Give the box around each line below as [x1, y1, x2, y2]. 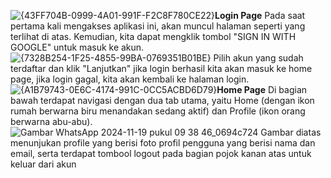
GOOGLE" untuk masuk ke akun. [10, 41, 145, 53]
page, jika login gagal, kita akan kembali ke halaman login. [10, 73, 250, 85]
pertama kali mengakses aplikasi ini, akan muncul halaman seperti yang [10, 20, 306, 32]
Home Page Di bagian [216, 84, 308, 95]
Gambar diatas [260, 126, 322, 138]
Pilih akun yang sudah [213, 52, 304, 64]
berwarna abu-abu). [10, 116, 93, 127]
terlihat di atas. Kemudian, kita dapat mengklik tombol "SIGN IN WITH [10, 31, 297, 42]
